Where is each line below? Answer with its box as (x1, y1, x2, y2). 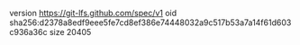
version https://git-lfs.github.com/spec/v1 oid (9, 8, 177, 18)
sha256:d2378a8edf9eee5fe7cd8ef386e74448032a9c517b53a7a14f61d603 (9, 17, 292, 28)
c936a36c (9, 27, 48, 37)
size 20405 (49, 27, 92, 37)
